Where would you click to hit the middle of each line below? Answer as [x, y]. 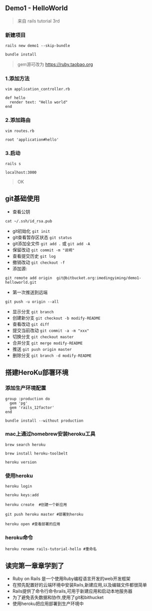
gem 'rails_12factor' [32, 407]
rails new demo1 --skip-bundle [38, 46]
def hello [15, 98]
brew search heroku [25, 445]
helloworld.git [21, 282]
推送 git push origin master [42, 349]
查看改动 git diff [31, 324]
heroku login [19, 487]
